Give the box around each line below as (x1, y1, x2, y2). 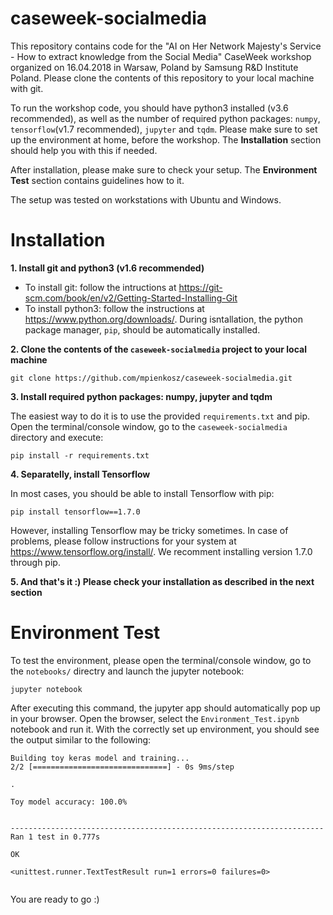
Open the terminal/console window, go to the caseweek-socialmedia (10, 420, 288, 432)
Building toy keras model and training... (10, 753, 190, 763)
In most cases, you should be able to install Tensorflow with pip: (10, 487, 275, 499)
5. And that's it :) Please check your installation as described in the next (10, 575, 315, 587)
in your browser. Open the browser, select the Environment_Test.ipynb (10, 712, 300, 724)
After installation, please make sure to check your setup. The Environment (10, 163, 318, 176)
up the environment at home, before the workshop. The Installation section (10, 133, 322, 146)
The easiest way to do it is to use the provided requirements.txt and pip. (10, 410, 311, 422)
